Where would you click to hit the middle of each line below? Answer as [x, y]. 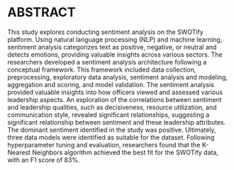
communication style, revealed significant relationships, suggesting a [108, 115]
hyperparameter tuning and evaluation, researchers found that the [104, 144]
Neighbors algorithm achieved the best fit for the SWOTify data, [125, 152]
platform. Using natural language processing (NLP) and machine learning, [115, 39]
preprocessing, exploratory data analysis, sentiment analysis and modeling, [118, 77]
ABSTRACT [41, 12]
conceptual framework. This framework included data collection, [102, 69]
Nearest [19, 152]
